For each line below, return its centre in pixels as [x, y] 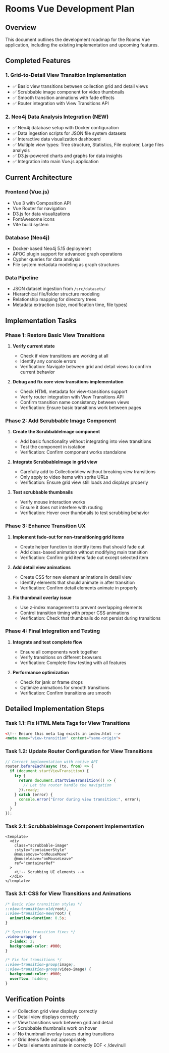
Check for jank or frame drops [51, 682]
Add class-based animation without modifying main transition [84, 552]
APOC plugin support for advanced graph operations [67, 254]
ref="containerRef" [35, 863]
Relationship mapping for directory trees [54, 299]
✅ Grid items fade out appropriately [49, 1040]
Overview [21, 28]
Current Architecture [39, 178]
